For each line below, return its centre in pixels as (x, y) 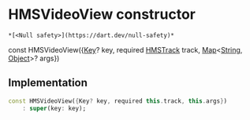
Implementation (48, 83)
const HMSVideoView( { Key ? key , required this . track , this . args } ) (118, 101)
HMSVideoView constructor (102, 15)
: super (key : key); (54, 108)
